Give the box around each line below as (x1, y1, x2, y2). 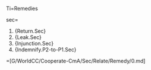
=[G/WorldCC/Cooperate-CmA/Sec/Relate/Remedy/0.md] (6, 58, 146, 64)
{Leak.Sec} (14, 34, 42, 40)
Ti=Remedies (6, 5, 38, 12)
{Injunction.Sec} (14, 40, 54, 47)
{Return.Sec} (14, 27, 46, 34)
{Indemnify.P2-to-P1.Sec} (14, 46, 77, 53)
